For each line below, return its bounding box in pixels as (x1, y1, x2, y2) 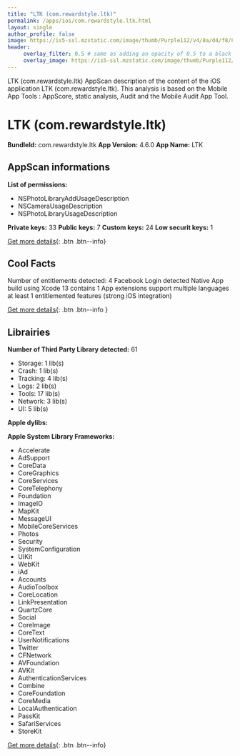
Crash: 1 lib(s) (17, 367, 59, 375)
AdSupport (17, 454, 50, 462)
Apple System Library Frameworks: (7, 432, 115, 441)
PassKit (17, 712, 41, 720)
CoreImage (17, 621, 51, 630)
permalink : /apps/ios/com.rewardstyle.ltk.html (7, 17, 152, 24)
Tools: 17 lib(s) (17, 389, 61, 398)
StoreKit (17, 727, 42, 736)
